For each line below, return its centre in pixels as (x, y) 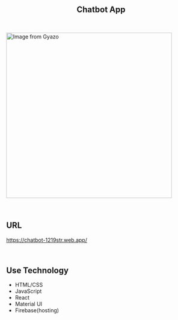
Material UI (29, 304)
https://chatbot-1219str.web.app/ (47, 240)
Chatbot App (101, 10)
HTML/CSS (29, 285)
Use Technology (38, 270)
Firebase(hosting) (37, 310)
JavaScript (28, 291)
